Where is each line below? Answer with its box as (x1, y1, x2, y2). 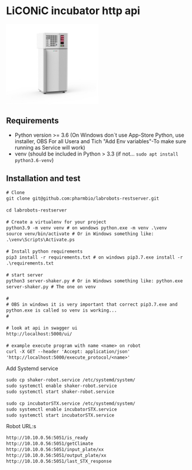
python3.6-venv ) (14, 156, 54, 163)
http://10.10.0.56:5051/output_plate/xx (6, 452, 107, 459)
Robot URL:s (6, 423, 37, 430)
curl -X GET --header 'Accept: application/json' (6, 349, 131, 355)
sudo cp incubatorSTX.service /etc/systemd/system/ (6, 401, 135, 407)
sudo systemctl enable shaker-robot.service (6, 383, 117, 389)
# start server (6, 272, 44, 278)
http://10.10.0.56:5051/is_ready (6, 435, 88, 441)
